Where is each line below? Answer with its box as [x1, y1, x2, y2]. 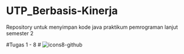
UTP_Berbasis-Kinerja [6, 4, 118, 18]
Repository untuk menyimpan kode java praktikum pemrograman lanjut [6, 23, 178, 31]
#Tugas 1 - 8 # [6, 41, 41, 48]
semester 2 [6, 29, 34, 36]
